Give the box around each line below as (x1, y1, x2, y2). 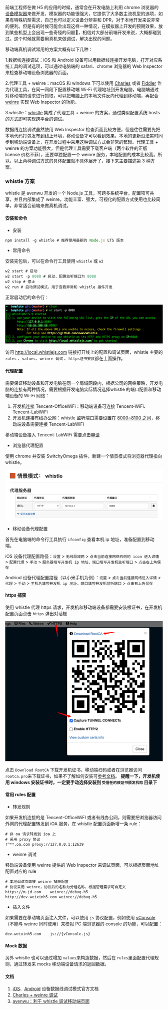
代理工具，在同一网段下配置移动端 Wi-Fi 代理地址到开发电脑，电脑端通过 (9, 87, 159, 92)
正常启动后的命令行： (5, 294, 49, 300)
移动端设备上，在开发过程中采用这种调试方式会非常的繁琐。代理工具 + (13, 139, 158, 145)
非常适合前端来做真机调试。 (13, 202, 71, 209)
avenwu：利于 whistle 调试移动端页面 (12, 998, 90, 1004)
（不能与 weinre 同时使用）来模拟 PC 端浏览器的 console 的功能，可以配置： (5, 921, 163, 927)
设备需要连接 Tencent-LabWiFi (21, 421, 84, 427)
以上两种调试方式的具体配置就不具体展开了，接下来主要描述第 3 (13, 158, 145, 164)
